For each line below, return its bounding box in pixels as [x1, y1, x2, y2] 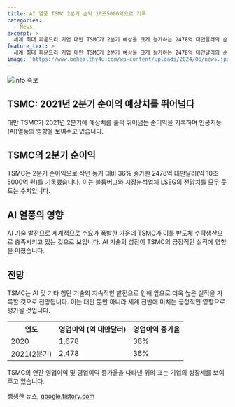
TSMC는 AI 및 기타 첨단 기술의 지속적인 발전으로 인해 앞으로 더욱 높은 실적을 [7, 289, 215, 297]
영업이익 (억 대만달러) [58, 324, 127, 334]
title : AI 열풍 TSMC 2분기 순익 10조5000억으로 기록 [7, 10, 147, 17]
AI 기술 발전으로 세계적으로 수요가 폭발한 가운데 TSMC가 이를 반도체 [7, 229, 194, 238]
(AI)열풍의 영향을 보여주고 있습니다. [7, 127, 104, 135]
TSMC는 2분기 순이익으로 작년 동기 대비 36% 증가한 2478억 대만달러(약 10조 [7, 169, 219, 178]
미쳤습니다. [14, 246, 45, 255]
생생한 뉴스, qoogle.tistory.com [7, 392, 95, 400]
